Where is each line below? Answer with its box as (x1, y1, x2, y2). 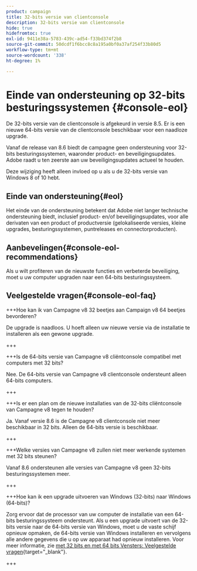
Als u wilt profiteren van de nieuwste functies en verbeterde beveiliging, (6, 268, 180, 275)
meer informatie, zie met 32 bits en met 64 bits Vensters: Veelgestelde (6, 542, 176, 549)
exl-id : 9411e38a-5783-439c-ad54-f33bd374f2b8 (6, 36, 122, 42)
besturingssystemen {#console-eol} (6, 101, 189, 114)
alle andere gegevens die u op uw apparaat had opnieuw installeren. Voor (6, 536, 184, 543)
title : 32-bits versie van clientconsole (6, 14, 109, 20)
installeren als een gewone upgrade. (6, 330, 94, 337)
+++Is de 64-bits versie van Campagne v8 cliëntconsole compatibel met (6, 353, 182, 360)
